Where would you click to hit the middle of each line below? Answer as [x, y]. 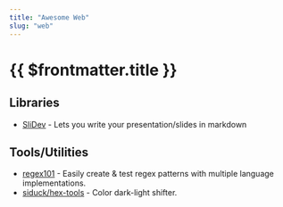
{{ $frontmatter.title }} [93, 70]
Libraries [34, 103]
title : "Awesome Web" [50, 17]
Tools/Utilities [49, 152]
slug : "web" [31, 26]
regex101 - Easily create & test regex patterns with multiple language [148, 174]
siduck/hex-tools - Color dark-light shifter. [100, 193]
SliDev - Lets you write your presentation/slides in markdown [134, 124]
